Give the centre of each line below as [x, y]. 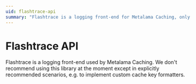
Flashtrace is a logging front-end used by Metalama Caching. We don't [92, 62]
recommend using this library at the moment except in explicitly [82, 69]
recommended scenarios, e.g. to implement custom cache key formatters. [95, 75]
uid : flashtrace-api [31, 11]
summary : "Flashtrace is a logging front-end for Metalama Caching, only [98, 17]
